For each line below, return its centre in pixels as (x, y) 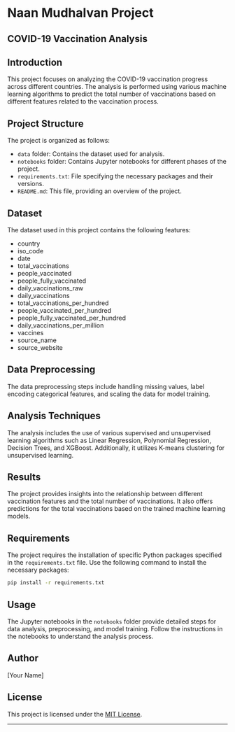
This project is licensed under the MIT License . (75, 714)
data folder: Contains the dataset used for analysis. (91, 154)
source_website (40, 348)
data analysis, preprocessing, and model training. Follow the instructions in (115, 628)
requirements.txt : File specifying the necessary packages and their (115, 176)
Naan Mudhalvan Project (80, 13)
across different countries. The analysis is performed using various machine (117, 87)
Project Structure (45, 124)
